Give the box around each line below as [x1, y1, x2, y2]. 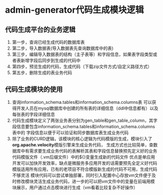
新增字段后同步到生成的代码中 [20, 58, 81, 63]
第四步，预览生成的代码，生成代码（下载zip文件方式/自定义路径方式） [12, 64, 152, 69]
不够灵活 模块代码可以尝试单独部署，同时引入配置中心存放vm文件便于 [12, 172, 152, 178]
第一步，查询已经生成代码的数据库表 [12, 39, 85, 45]
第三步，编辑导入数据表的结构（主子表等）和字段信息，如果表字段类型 [12, 52, 153, 57]
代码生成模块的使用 [5, 85, 63, 94]
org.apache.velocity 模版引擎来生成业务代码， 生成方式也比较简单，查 [12, 142, 154, 148]
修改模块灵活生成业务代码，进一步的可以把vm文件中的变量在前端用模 [16, 178, 155, 184]
